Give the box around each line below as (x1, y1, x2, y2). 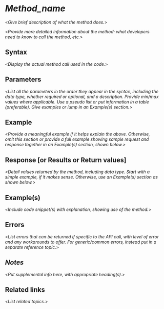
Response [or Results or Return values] (5, 155, 127, 164)
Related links (5, 285, 45, 294)
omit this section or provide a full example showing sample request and (5, 136, 149, 142)
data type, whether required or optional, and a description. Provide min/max (5, 94, 159, 100)
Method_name (5, 3, 66, 14)
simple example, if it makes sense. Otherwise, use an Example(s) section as (5, 174, 158, 180)
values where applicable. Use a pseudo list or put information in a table (5, 99, 149, 104)
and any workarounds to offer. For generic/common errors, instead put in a (5, 239, 157, 245)
